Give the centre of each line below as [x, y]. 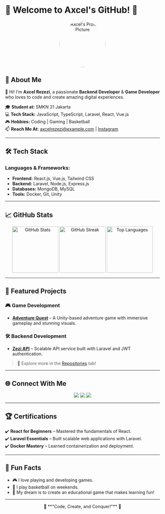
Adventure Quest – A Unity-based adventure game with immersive [80, 318]
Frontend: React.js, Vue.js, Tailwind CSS [53, 178]
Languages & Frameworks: [38, 168]
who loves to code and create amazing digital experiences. [65, 97]
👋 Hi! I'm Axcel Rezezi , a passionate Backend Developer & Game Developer [82, 92]
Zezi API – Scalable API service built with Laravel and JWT [71, 349]
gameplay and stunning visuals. [44, 323]
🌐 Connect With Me [36, 384]
